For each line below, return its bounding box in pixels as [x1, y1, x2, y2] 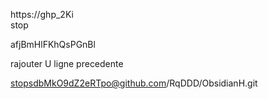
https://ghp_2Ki [10, 9, 74, 20]
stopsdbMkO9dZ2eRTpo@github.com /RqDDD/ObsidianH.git [10, 77, 258, 89]
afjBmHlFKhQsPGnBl [10, 39, 96, 50]
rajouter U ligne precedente [10, 58, 124, 69]
